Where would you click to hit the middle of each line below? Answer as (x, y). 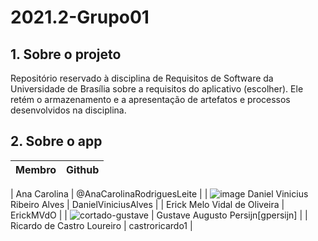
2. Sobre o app (56, 141)
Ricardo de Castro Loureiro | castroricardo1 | (101, 225)
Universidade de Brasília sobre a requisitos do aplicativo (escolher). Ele (157, 89)
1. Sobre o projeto (66, 54)
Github (83, 169)
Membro (36, 169)
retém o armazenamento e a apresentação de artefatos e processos (150, 99)
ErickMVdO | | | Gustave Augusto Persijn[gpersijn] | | (159, 215)
